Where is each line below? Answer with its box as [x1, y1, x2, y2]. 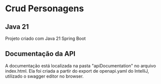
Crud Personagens [5, 3, 84, 14]
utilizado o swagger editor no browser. [5, 73, 84, 79]
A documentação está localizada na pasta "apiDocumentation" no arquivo [5, 62, 156, 69]
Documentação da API [5, 50, 76, 58]
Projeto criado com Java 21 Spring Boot [5, 35, 86, 41]
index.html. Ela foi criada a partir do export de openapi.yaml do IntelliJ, [5, 68, 150, 74]
